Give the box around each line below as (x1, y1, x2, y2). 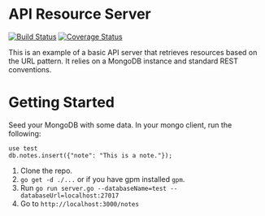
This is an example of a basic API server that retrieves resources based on (8, 47, 258, 57)
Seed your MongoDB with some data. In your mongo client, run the (8, 119, 232, 130)
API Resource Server (8, 5, 152, 24)
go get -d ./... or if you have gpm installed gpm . (20, 174, 185, 184)
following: (8, 128, 41, 138)
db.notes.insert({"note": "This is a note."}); (8, 151, 173, 159)
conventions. (8, 64, 52, 74)
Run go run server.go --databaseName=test (20, 183, 167, 192)
